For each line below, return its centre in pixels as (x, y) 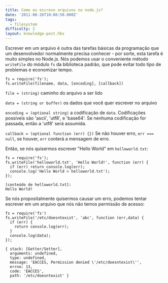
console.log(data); (30, 236)
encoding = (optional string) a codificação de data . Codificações (75, 113)
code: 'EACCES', (27, 271)
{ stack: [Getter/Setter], (34, 249)
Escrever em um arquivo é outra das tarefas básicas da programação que (82, 48)
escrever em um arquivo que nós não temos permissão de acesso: (75, 204)
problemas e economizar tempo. (39, 70)
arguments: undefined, (34, 253)
